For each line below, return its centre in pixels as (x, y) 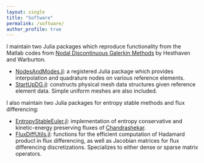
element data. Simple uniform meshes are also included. (86, 91)
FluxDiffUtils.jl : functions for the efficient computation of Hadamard (100, 134)
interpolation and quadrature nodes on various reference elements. (100, 78)
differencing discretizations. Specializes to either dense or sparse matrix (107, 147)
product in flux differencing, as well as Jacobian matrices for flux (97, 141)
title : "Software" (30, 18)
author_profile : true (34, 29)
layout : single (26, 12)
